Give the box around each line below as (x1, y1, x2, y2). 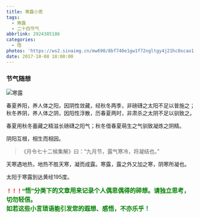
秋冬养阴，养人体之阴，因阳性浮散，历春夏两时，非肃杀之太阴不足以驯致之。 (6, 109, 195, 117)
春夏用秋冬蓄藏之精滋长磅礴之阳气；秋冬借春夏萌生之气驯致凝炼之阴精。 (6, 122, 184, 129)
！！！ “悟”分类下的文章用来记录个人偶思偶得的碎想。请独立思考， (6, 187, 190, 194)
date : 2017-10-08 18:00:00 (6, 53, 74, 59)
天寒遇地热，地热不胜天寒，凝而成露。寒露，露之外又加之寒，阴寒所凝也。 (6, 160, 190, 168)
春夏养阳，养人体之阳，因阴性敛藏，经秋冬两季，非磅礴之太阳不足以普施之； (6, 101, 195, 109)
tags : (6, 14, 20, 20)
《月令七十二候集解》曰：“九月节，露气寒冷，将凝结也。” (20, 148, 160, 155)
